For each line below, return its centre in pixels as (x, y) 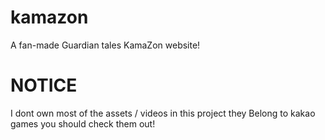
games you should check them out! (83, 123)
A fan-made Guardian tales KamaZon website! (105, 45)
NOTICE (44, 85)
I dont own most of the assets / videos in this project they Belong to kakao (163, 113)
